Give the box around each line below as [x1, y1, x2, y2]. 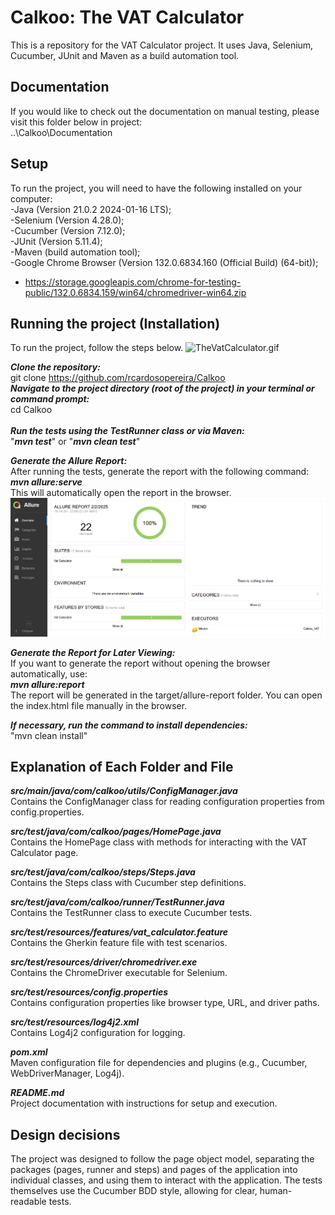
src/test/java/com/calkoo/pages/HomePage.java [10, 826, 222, 838]
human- [259, 1185, 293, 1197]
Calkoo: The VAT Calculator [10, 6, 245, 29]
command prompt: [10, 393, 90, 405]
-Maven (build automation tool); [10, 246, 141, 258]
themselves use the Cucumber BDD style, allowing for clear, [10, 1185, 258, 1197]
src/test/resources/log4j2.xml [10, 1016, 140, 1028]
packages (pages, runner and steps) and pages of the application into [10, 1164, 298, 1176]
